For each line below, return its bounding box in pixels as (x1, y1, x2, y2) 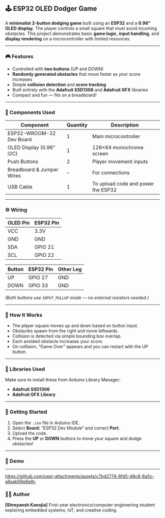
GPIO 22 (34, 251, 55, 258)
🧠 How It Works (5, 311, 43, 318)
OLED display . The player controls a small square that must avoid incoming (5, 25, 157, 31)
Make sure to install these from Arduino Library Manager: (5, 377, 121, 383)
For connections (92, 169, 130, 176)
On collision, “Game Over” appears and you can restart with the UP (12, 344, 148, 349)
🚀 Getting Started (5, 408, 48, 415)
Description (110, 122, 139, 128)
